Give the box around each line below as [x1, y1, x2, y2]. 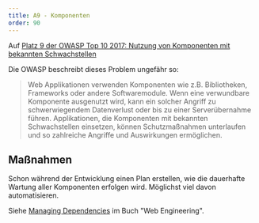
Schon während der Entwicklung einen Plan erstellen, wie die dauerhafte [8, 174, 246, 183]
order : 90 [8, 19, 41, 27]
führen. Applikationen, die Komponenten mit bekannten [27, 113, 208, 123]
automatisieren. [8, 191, 59, 200]
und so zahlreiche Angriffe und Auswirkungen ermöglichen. [27, 130, 223, 139]
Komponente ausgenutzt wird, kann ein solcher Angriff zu [27, 96, 216, 106]
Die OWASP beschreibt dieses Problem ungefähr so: [8, 64, 180, 74]
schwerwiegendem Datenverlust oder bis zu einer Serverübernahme [27, 104, 252, 115]
